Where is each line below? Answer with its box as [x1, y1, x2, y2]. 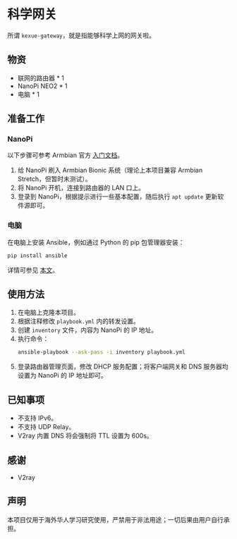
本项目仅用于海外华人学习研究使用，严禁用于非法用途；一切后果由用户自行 [7, 515, 224, 523]
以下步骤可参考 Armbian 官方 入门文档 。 [7, 151, 124, 159]
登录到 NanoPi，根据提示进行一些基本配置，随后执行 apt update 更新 [17, 192, 218, 201]
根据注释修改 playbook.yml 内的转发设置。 [17, 317, 140, 326]
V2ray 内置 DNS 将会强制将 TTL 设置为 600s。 [17, 431, 153, 440]
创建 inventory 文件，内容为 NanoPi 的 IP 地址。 [17, 326, 157, 335]
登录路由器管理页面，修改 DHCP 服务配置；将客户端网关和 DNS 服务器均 [17, 362, 229, 371]
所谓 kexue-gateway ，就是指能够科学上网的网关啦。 [7, 31, 156, 39]
